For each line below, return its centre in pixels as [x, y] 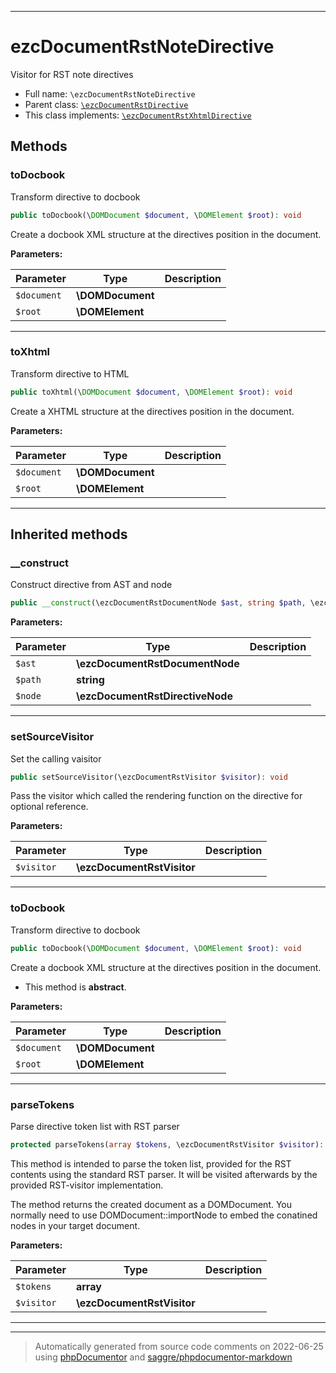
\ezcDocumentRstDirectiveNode [154, 696]
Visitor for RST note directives [72, 74]
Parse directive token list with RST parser [95, 1126]
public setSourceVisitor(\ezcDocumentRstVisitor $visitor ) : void [149, 777]
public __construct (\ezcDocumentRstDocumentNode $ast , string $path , [158, 603]
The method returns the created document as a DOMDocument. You [151, 1204]
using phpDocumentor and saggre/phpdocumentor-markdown [163, 1357]
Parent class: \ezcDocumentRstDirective [106, 104]
